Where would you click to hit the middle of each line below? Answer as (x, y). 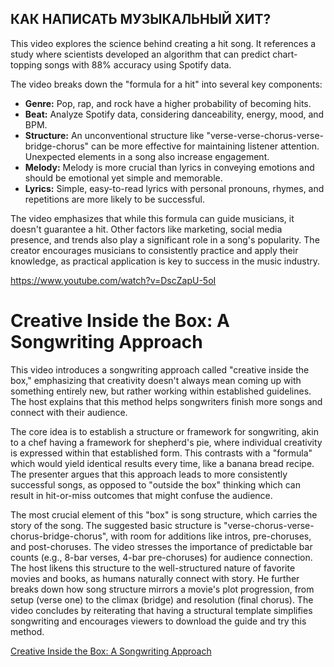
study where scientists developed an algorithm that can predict (140, 54)
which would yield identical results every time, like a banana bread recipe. (162, 463)
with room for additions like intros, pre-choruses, (211, 536)
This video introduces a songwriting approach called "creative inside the (160, 369)
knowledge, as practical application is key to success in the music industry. (165, 261)
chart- (285, 54)
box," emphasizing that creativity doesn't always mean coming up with (156, 380)
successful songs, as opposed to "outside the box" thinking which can (155, 484)
